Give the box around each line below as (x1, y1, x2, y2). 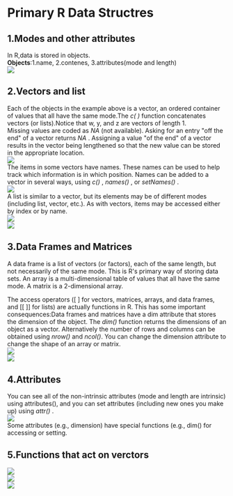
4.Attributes (7, 374, 61, 386)
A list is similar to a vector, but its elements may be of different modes (7, 192, 207, 200)
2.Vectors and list (7, 86, 86, 98)
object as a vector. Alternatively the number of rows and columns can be (7, 325, 216, 333)
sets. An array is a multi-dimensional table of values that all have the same (7, 274, 220, 283)
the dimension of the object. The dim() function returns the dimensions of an (7, 317, 227, 325)
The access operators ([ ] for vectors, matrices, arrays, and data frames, (7, 295, 215, 304)
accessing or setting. (7, 428, 67, 437)
